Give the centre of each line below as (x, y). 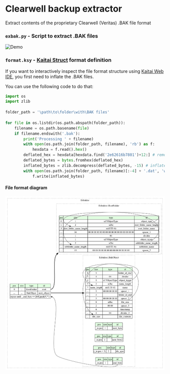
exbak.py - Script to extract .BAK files (52, 36)
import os (16, 96)
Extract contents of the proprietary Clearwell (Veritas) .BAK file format (78, 23)
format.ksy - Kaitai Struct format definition (58, 60)
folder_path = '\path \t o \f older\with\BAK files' (57, 112)
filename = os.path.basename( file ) (52, 128)
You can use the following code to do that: (49, 86)
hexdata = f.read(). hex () (59, 150)
